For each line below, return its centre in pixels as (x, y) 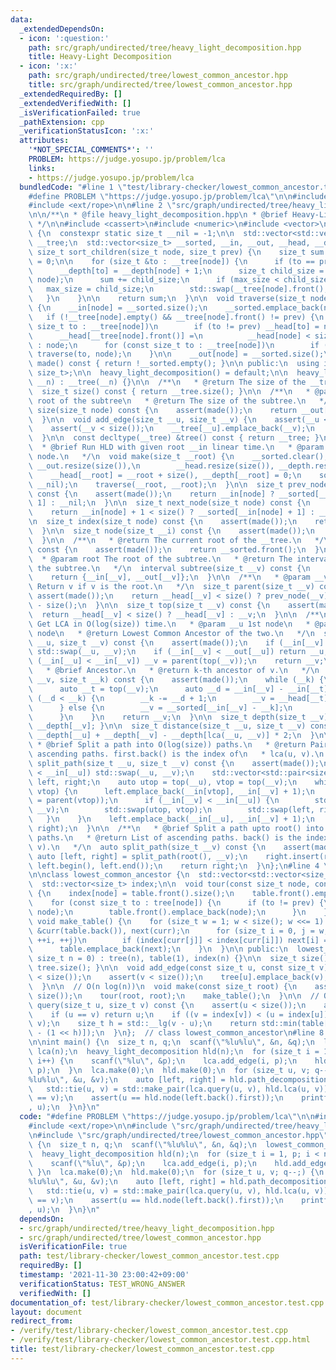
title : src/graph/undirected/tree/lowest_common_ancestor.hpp (160, 85)
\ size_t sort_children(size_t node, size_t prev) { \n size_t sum (176, 252)
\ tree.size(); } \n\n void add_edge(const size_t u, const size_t (171, 968)
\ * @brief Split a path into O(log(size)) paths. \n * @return (167, 745)
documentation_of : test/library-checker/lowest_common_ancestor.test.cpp (167, 1302)
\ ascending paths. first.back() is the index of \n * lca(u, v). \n (176, 754)
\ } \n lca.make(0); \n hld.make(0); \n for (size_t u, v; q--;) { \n (176, 1172)
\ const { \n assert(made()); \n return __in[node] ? (151, 494)
